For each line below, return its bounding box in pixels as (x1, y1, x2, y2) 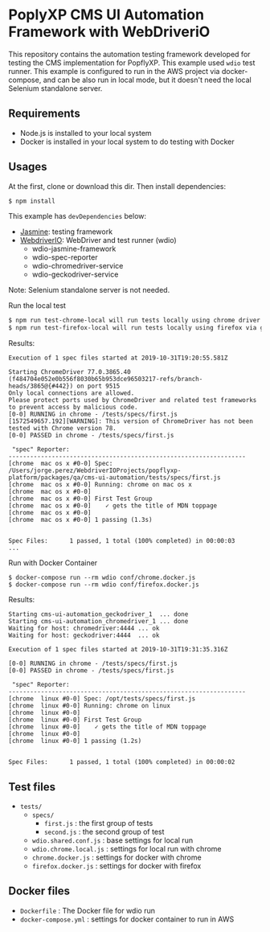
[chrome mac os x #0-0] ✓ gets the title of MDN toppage (8, 502, 218, 510)
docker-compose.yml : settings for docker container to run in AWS (19, 914, 235, 924)
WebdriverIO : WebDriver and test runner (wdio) (19, 236, 177, 245)
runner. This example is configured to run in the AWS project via (8, 66, 220, 76)
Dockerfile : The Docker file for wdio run (19, 905, 155, 915)
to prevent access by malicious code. (8, 404, 138, 412)
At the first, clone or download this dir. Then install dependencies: (8, 181, 227, 191)
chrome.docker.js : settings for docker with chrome (31, 852, 202, 862)
